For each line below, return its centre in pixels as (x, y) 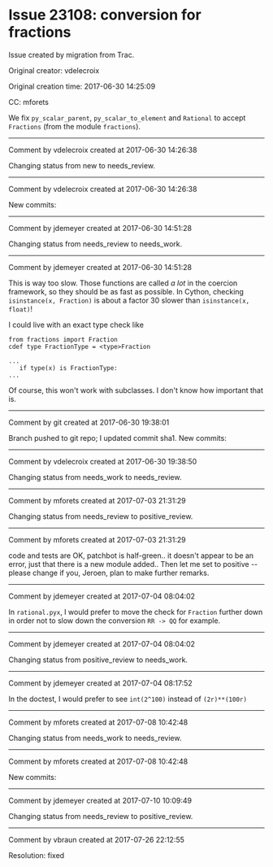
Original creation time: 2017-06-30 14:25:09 (82, 86)
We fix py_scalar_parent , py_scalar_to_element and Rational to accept (127, 118)
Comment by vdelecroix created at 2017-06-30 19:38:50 (103, 461)
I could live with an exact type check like (76, 325)
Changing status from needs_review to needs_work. (95, 244)
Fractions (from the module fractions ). (74, 126)
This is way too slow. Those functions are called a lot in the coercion (123, 283)
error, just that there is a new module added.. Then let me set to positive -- (133, 564)
